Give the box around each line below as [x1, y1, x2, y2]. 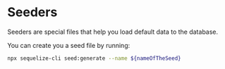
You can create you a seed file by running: [7, 41, 130, 49]
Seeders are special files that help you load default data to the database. [7, 27, 219, 36]
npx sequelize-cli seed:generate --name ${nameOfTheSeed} [7, 54, 181, 62]
